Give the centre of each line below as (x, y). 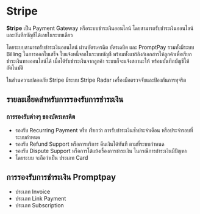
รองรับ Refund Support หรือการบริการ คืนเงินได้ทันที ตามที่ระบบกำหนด (90, 144)
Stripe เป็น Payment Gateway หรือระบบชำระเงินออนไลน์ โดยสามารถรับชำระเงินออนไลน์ (100, 28)
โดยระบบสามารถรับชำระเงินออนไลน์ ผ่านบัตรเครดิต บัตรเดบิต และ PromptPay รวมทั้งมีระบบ (100, 47)
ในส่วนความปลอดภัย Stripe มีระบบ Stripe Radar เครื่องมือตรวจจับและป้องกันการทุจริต (96, 80)
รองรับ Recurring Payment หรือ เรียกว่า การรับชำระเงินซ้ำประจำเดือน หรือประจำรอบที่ (104, 130)
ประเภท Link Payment (41, 199)
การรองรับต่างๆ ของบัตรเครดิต (41, 117)
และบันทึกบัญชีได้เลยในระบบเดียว (40, 35)
